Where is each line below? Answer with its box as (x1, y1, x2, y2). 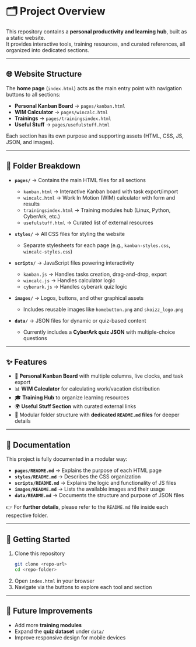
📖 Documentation (6, 440, 71, 450)
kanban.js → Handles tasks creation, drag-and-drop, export (23, 271, 167, 278)
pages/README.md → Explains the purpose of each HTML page (14, 467, 162, 474)
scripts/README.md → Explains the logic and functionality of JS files (14, 480, 177, 487)
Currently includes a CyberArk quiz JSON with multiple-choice (23, 328, 176, 336)
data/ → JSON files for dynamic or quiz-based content (14, 317, 146, 324)
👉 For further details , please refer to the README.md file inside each (6, 504, 169, 511)
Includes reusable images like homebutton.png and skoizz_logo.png (23, 306, 184, 313)
